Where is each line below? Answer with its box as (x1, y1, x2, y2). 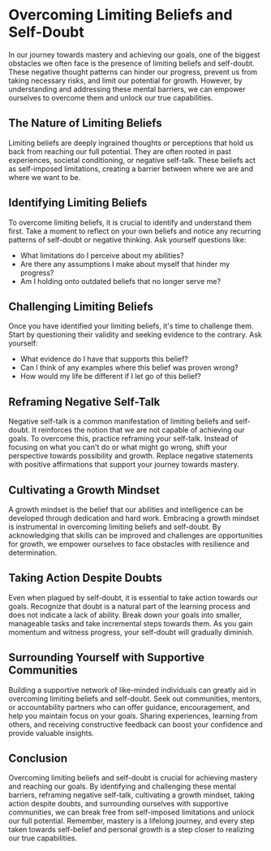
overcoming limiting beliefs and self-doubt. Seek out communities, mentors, (8, 694, 262, 703)
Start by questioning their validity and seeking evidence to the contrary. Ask (8, 330, 262, 340)
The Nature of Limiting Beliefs (8, 116, 162, 131)
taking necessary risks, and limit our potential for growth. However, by (8, 75, 243, 85)
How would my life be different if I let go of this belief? (19, 372, 201, 381)
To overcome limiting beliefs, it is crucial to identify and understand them (8, 217, 252, 227)
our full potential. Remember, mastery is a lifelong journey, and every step (8, 816, 256, 826)
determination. (8, 548, 58, 557)
